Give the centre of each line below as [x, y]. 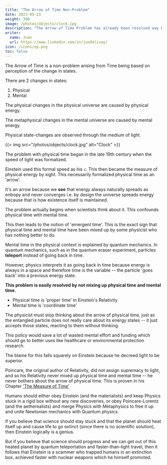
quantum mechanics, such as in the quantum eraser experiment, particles [81, 250]
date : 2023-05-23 [23, 14]
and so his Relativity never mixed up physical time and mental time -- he [79, 375]
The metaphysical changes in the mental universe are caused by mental [79, 120]
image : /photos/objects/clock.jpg [41, 24]
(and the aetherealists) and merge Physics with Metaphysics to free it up [80, 406]
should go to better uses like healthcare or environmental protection [75, 340]
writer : [13, 33]
